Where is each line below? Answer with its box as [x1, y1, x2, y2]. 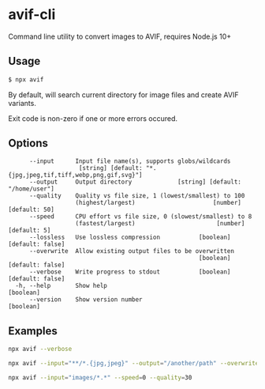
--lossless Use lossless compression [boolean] [28, 233, 231, 242]
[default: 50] [8, 206, 55, 214]
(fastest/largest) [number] [75, 220, 245, 228]
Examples [8, 324, 58, 338]
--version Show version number [28, 296, 144, 304]
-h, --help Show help [15, 282, 108, 290]
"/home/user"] [8, 185, 55, 193]
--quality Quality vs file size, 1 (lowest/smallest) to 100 [28, 192, 245, 200]
